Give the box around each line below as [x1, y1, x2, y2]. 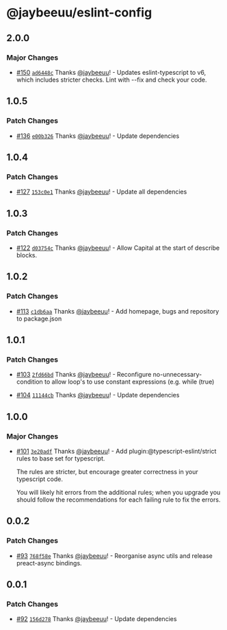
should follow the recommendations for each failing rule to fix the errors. [16, 495, 221, 504]
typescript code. [16, 475, 63, 483]
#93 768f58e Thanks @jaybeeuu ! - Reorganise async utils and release [16, 551, 213, 560]
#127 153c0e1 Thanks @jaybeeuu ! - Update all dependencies [16, 187, 187, 196]
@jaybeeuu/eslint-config [6, 5, 152, 21]
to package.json [16, 314, 62, 323]
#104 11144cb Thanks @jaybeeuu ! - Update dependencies [16, 391, 180, 399]
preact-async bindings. [16, 559, 83, 567]
